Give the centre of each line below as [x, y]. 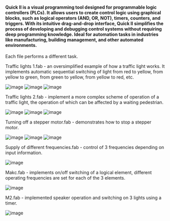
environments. [21, 45]
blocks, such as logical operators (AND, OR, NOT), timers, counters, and [83, 18]
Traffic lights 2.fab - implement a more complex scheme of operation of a [82, 97]
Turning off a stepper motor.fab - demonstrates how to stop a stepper [78, 122]
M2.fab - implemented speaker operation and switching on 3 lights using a [83, 198]
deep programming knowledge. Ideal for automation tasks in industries [82, 34]
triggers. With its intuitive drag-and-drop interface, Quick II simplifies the [84, 23]
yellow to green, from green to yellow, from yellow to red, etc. [69, 77]
